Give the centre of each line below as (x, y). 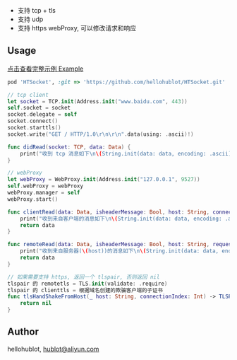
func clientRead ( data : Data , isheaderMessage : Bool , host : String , (109, 212)
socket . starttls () (34, 128)
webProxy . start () (33, 199)
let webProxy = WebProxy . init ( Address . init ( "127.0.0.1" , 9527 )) (104, 180)
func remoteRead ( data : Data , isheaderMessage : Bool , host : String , (109, 245)
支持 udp (30, 19)
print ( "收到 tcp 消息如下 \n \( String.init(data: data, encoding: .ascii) (126, 153)
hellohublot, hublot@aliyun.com (53, 349)
